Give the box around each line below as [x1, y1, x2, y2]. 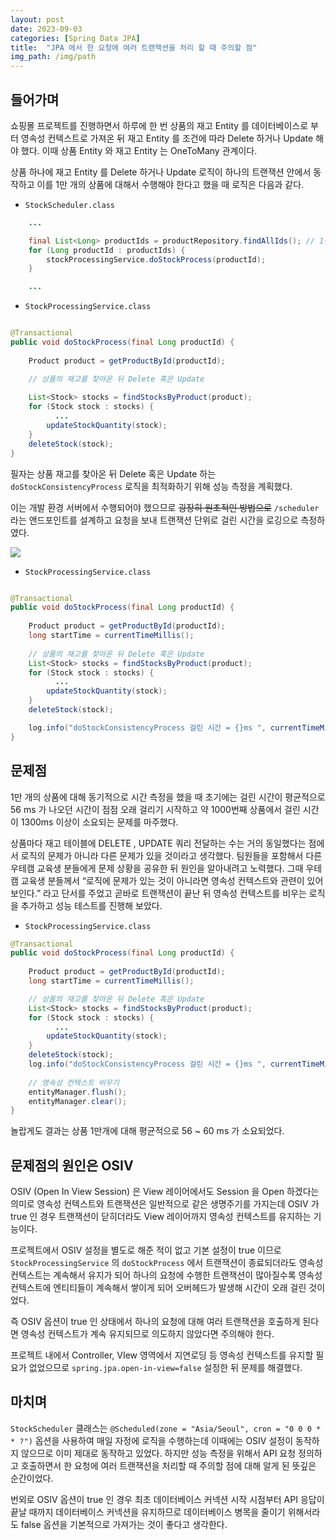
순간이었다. [10, 1472, 54, 1484]
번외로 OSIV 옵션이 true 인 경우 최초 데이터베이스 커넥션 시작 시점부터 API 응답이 [10, 1493, 325, 1505]
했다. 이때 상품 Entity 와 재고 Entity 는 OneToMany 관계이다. [20, 144, 258, 156]
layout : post [10, 14, 65, 25]
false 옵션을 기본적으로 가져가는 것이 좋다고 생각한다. [20, 1518, 228, 1530]
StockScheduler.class [24, 200, 115, 210]
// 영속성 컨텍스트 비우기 [28, 1077, 120, 1088]
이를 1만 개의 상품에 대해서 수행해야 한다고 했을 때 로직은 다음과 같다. [36, 178, 305, 190]
